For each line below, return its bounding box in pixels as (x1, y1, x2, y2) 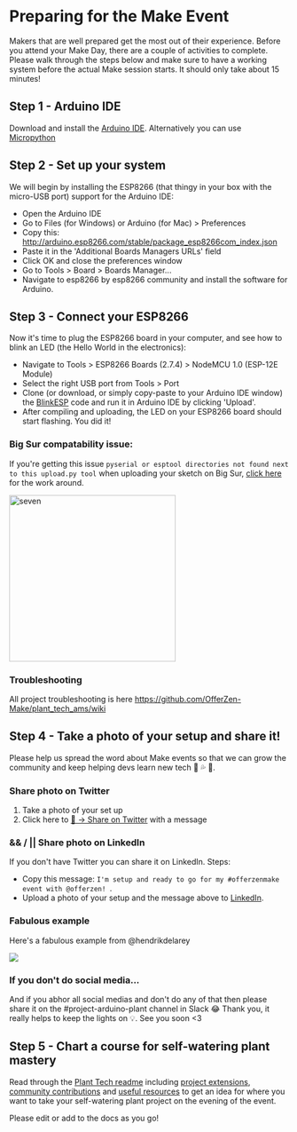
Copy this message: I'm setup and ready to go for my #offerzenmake (21, 874, 280, 884)
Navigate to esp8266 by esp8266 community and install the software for (21, 273, 288, 285)
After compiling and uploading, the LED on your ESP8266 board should (21, 407, 282, 417)
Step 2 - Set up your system (9, 158, 167, 173)
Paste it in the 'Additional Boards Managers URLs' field (21, 246, 222, 257)
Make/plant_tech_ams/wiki (9, 703, 106, 714)
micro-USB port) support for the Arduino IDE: (9, 191, 175, 202)
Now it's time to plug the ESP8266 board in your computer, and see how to (9, 333, 283, 344)
